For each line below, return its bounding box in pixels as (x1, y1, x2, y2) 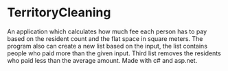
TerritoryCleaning (7, 5, 111, 20)
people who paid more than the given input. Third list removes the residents (7, 49, 221, 57)
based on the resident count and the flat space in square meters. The (7, 34, 203, 42)
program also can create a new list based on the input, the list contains (7, 42, 208, 50)
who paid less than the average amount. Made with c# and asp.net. (7, 56, 198, 64)
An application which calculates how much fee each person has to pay (7, 27, 207, 35)
